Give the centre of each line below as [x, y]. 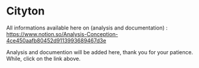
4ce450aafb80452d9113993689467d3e [56, 40]
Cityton [26, 11]
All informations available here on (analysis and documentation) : [87, 28]
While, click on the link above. [43, 58]
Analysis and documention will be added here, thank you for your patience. [100, 52]
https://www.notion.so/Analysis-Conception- [62, 34]
